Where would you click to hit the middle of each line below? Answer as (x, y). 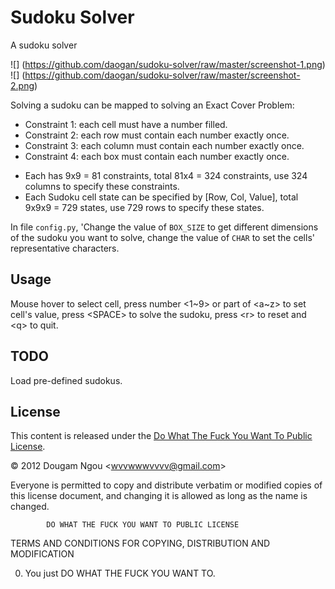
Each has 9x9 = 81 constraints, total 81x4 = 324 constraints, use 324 (166, 175)
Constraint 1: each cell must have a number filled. (126, 124)
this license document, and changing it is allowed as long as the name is (159, 496)
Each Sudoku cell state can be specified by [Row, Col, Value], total (161, 197)
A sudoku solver (44, 45)
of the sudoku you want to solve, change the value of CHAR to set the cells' (162, 237)
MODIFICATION (42, 554)
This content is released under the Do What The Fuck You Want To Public (161, 436)
